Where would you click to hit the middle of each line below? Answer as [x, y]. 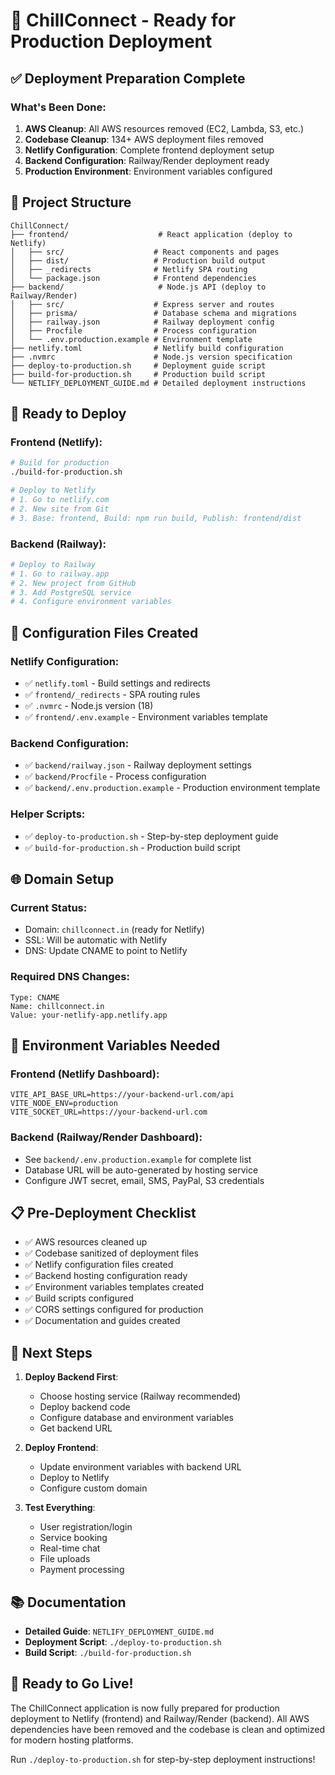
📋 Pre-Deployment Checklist [103, 1212]
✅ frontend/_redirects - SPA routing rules [112, 694]
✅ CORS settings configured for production [114, 1310]
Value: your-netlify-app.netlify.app [89, 1015]
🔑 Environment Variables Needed [115, 1045]
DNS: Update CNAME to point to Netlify [106, 951]
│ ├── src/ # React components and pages [145, 252]
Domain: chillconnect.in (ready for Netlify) [114, 930]
